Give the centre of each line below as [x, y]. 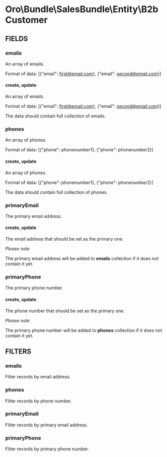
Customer [26, 20]
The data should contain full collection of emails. [56, 116]
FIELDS [17, 39]
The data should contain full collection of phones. [57, 192]
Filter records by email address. [38, 377]
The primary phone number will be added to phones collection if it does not [84, 330]
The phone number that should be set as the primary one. [65, 311]
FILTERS [18, 351]
